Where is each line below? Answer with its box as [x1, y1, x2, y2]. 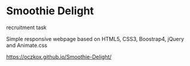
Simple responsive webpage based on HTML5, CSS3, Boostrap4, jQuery [6, 35, 184, 42]
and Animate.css [6, 42, 48, 49]
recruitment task [6, 24, 47, 31]
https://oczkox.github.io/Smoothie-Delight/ [6, 53, 112, 60]
